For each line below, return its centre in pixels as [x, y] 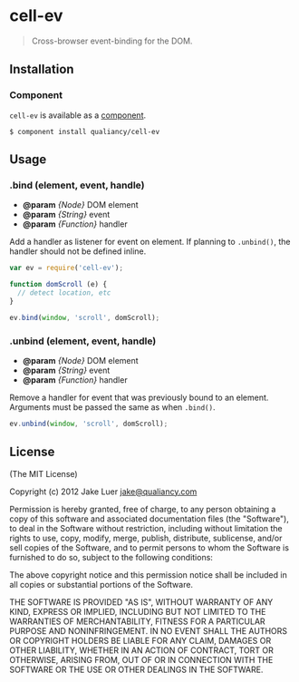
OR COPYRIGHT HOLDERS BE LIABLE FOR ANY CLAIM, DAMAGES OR [140, 640]
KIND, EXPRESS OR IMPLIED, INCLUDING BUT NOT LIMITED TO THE [138, 611]
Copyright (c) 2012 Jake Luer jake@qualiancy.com [103, 492]
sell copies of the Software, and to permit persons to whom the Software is [149, 547]
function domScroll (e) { [58, 285]
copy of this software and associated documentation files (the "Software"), [149, 519]
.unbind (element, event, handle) [83, 341]
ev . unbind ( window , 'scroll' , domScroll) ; [89, 424]
